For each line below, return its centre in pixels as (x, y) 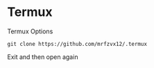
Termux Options (30, 31)
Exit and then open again (43, 57)
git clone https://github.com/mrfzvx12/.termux (77, 44)
